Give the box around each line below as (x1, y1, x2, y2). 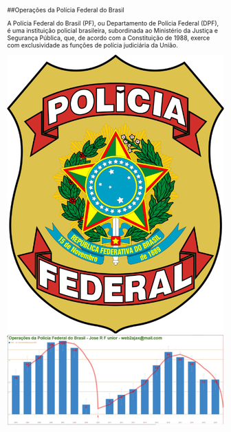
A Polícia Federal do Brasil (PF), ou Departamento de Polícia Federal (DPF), (7, 19, 219, 27)
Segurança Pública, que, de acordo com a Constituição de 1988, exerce (7, 34, 210, 42)
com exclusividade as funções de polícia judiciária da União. (7, 41, 179, 49)
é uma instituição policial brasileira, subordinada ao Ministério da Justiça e (7, 27, 219, 34)
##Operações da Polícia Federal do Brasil (7, 6, 125, 14)
